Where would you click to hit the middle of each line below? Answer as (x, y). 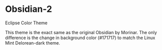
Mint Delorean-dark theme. (33, 43)
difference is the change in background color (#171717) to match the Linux (80, 38)
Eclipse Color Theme (26, 23)
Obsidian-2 (29, 9)
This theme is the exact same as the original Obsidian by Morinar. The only (81, 32)
